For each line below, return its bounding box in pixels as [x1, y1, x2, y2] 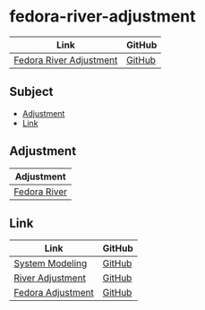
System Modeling [13, 257, 88, 270]
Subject [9, 84, 54, 99]
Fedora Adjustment [13, 287, 94, 299]
